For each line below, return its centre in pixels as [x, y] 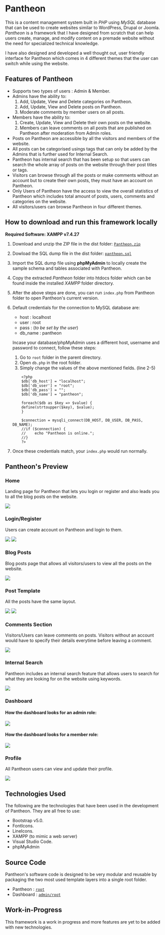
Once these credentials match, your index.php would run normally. [80, 451]
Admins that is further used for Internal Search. [60, 154]
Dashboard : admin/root [36, 894]
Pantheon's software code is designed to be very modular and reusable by [81, 874]
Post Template [23, 591]
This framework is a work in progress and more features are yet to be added [83, 922]
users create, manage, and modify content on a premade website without [80, 38]
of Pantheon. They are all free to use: [43, 811]
